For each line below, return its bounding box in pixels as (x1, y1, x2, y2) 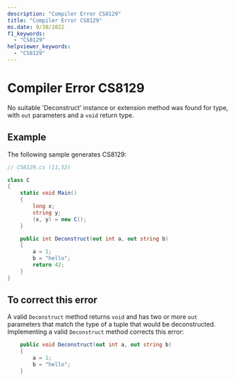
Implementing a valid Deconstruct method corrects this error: (7, 327, 185, 336)
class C (7, 176, 30, 183)
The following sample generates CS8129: (7, 150, 127, 159)
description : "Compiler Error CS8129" (7, 10, 121, 18)
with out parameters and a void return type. (7, 111, 134, 119)
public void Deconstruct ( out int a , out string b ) (20, 341, 172, 349)
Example (7, 131, 47, 143)
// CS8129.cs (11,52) (7, 164, 71, 171)
